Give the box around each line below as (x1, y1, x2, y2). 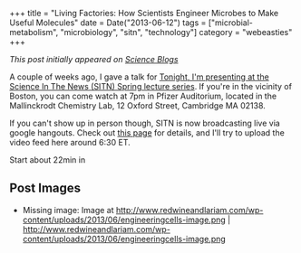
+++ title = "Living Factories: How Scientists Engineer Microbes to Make (9, 8, 279, 18)
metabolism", (9, 27, 59, 37)
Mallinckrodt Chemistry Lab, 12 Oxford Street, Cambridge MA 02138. (9, 100, 266, 111)
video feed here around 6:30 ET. (9, 137, 131, 147)
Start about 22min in (9, 155, 86, 165)
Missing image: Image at (22, 204, 115, 215)
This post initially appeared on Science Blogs (9, 54, 179, 64)
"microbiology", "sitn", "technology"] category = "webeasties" (60, 27, 293, 37)
